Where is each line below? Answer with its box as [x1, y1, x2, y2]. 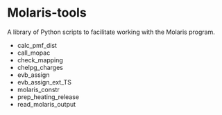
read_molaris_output [17, 100, 76, 108]
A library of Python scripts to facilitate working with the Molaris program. [7, 28, 215, 36]
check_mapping [17, 55, 64, 64]
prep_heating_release [17, 92, 80, 101]
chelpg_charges [17, 63, 64, 71]
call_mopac [17, 48, 51, 57]
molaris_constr [17, 85, 60, 94]
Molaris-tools [7, 5, 87, 21]
